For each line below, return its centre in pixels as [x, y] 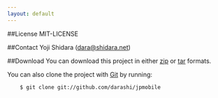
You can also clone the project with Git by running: [80, 74]
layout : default [31, 14]
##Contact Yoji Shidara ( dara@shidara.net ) [69, 47]
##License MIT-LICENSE [43, 34]
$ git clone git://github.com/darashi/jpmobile [90, 87]
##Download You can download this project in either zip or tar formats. [109, 61]
